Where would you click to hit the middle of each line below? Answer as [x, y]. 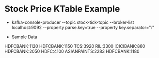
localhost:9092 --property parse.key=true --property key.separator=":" [83, 27]
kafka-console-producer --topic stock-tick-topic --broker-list [73, 22]
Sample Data [24, 37]
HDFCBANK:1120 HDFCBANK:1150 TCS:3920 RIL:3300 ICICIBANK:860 [75, 46]
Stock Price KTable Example [62, 9]
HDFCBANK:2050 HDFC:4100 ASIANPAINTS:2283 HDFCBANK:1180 [72, 51]
